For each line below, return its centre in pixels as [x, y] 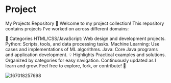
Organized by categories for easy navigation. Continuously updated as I [81, 60]
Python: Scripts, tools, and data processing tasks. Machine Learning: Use [82, 44]
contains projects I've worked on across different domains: [67, 28]
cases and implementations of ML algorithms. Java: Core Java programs [82, 49]
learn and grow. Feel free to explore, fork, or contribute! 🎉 [66, 66]
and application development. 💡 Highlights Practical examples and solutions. [86, 55]
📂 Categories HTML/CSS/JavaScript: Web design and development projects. [86, 38]
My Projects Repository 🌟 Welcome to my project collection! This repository [85, 23]
